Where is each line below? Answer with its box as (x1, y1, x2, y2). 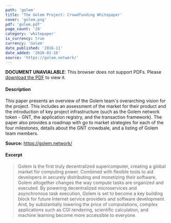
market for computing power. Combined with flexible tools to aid (17, 168, 154, 174)
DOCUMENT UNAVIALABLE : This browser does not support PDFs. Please (5, 69, 162, 75)
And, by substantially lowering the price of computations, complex (17, 201, 158, 207)
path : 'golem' (5, 7, 36, 13)
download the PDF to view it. (5, 75, 66, 81)
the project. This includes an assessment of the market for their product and (5, 103, 166, 109)
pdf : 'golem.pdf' (5, 21, 42, 27)
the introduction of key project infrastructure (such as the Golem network (5, 108, 160, 115)
